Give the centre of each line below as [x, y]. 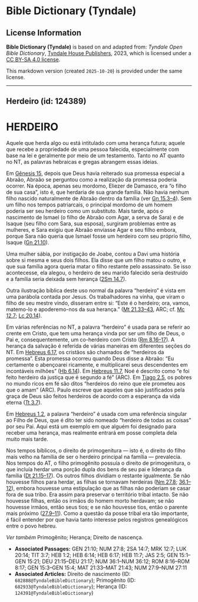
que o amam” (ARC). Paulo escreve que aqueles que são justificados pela [95, 390]
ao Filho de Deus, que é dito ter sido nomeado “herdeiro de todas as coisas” [99, 420]
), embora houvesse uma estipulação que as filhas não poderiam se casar [101, 488]
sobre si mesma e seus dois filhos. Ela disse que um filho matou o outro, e [96, 260]
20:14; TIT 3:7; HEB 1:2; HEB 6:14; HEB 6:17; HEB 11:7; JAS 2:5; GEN [96, 555]
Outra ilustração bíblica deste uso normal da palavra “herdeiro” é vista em [96, 290]
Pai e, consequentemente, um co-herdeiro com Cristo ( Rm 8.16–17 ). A [90, 340]
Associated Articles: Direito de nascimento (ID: [72, 574]
